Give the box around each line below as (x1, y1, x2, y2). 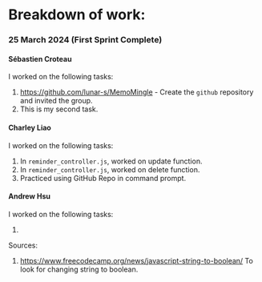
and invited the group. (19, 96, 94, 106)
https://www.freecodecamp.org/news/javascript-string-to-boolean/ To (19, 256, 254, 265)
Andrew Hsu (8, 191, 50, 201)
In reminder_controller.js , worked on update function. (19, 156, 203, 166)
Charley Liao (8, 123, 52, 132)
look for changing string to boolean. (19, 264, 139, 274)
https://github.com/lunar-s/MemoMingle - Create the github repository (19, 87, 254, 97)
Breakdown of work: (8, 6, 146, 24)
